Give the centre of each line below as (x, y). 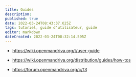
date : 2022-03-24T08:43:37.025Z (38, 23)
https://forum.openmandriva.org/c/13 (49, 69)
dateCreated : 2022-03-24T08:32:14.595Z (46, 37)
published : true (22, 19)
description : (18, 14)
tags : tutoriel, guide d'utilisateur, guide (51, 28)
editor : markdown (23, 32)
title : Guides (20, 10)
